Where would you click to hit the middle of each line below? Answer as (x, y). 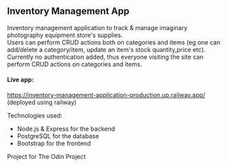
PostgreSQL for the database (58, 136)
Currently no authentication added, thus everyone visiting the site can (105, 57)
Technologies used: (35, 116)
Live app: (21, 80)
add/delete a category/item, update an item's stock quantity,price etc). (106, 49)
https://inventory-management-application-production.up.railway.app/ (106, 95)
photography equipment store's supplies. (65, 35)
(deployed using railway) (42, 103)
